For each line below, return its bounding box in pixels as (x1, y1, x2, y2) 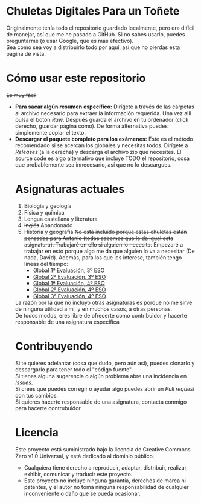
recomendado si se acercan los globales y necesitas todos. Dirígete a (14, 141, 188, 149)
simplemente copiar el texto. (14, 128, 86, 136)
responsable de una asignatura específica (14, 318, 120, 325)
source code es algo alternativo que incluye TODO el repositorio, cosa (14, 155, 190, 162)
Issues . (14, 379, 33, 386)
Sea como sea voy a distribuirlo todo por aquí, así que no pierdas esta (6, 44, 180, 51)
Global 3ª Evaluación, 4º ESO (33, 292, 106, 299)
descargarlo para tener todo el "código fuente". (14, 365, 133, 373)
